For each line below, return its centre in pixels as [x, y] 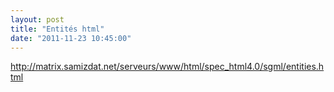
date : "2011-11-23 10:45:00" [71, 38]
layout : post [37, 19]
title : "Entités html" [57, 29]
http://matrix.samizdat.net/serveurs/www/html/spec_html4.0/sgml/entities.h [167, 67]
